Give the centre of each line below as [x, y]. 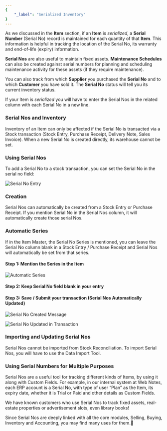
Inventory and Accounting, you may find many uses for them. [68, 423]
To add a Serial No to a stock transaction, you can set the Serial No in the [80, 168]
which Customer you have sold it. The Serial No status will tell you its [77, 84]
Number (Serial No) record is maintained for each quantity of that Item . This [83, 38]
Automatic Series [27, 231]
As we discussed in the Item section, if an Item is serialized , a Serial [76, 33]
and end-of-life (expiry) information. [42, 49]
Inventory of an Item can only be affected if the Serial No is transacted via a [83, 128]
